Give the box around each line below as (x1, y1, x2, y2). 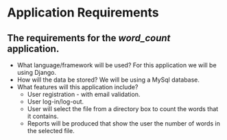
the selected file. (27, 127, 75, 135)
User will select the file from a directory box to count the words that (27, 105, 219, 113)
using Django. (16, 69, 57, 76)
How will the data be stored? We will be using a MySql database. (16, 75, 200, 84)
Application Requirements (7, 5, 159, 21)
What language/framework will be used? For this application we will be (16, 61, 217, 69)
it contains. (27, 112, 59, 120)
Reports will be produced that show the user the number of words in (27, 119, 221, 128)
